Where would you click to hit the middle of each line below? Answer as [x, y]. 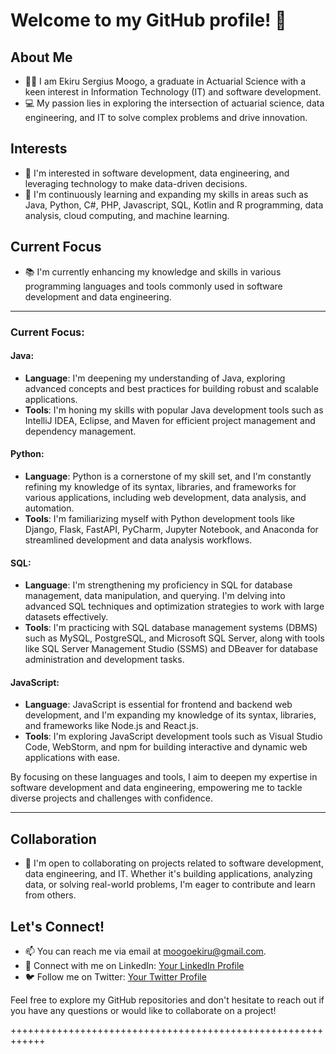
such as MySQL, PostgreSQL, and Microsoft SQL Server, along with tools [174, 638]
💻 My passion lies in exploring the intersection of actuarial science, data [174, 103]
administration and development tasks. [104, 660]
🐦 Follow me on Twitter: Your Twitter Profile [115, 976]
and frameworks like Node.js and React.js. [111, 726]
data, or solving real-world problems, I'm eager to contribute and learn [170, 885]
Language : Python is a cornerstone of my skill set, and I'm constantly [168, 476]
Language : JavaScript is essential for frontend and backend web [158, 705]
